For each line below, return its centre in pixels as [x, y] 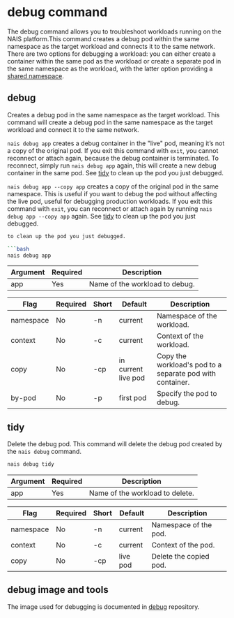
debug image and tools [58, 590]
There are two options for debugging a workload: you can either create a [111, 54]
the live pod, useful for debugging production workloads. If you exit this [110, 201]
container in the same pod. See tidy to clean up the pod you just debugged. [116, 172]
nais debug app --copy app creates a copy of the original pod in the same [113, 186]
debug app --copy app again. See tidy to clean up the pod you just [102, 216]
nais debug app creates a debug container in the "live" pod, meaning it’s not [116, 143]
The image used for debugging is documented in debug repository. [103, 606]
